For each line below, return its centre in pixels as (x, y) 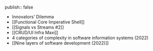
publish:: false (19, 7)
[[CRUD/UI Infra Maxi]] (35, 32)
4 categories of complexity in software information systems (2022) (80, 38)
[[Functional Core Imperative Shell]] (48, 22)
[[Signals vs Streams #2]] (38, 27)
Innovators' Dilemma (33, 17)
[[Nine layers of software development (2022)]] (60, 43)
